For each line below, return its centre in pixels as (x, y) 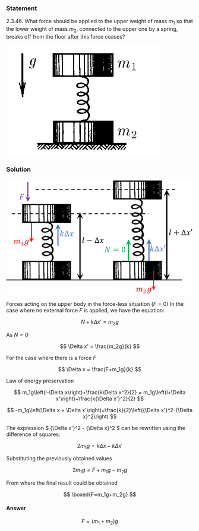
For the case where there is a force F (51, 358)
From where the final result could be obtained (62, 483)
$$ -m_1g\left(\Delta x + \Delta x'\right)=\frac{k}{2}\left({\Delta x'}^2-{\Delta (100, 410)
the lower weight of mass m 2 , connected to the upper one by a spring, (92, 30)
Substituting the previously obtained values (59, 459)
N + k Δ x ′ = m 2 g (100, 322)
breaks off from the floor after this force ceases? (66, 36)
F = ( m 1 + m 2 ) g (100, 522)
